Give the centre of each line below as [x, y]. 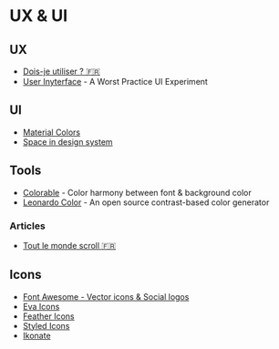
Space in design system [67, 141]
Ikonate [37, 335]
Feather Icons [48, 316]
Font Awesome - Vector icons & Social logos [106, 296]
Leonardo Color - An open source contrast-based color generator [146, 202]
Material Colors [51, 132]
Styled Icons [46, 325]
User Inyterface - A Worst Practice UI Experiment [115, 82]
